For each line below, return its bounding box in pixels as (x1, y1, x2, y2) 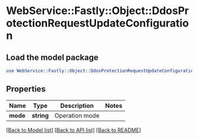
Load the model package (6, 52, 99, 62)
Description (60, 101, 94, 110)
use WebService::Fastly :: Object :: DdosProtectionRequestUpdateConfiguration (6, 68, 196, 74)
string (31, 111, 49, 120)
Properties (6, 84, 46, 94)
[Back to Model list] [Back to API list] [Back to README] (6, 126, 141, 133)
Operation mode (54, 111, 100, 120)
